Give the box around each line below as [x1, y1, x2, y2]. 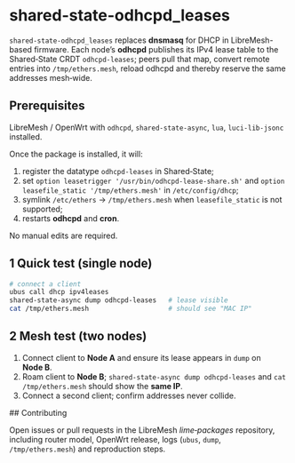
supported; [21, 204, 63, 214]
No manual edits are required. [9, 230, 118, 241]
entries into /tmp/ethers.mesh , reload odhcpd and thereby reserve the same [9, 63, 286, 74]
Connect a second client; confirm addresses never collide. [21, 390, 236, 401]
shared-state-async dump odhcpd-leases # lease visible [9, 296, 228, 305]
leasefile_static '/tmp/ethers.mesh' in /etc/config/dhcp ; [21, 184, 239, 196]
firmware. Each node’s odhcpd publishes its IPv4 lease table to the [34, 44, 279, 54]
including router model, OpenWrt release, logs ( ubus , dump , [9, 434, 222, 444]
